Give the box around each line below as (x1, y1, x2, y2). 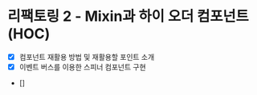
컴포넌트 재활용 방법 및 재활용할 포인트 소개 (18, 52, 155, 61)
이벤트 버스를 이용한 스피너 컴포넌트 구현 (18, 62, 146, 72)
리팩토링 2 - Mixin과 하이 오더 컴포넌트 (7, 7, 250, 26)
